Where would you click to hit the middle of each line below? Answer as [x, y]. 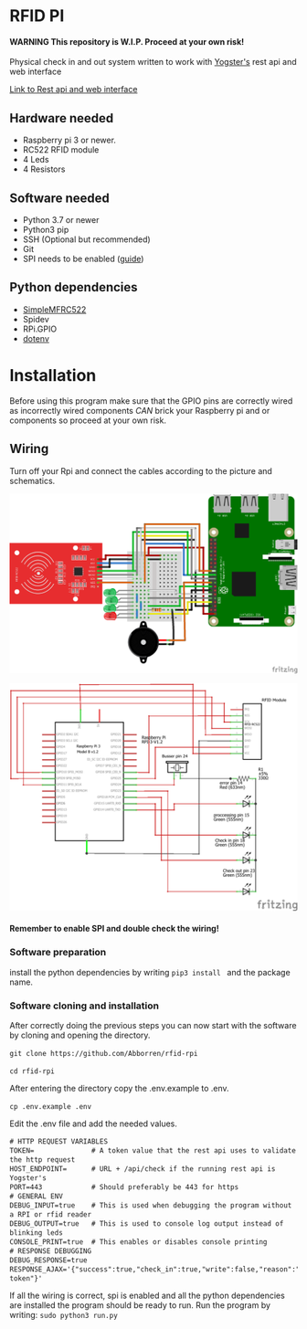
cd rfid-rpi [32, 1071]
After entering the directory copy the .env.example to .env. [120, 1088]
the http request [42, 1160]
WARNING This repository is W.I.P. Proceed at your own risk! [127, 41]
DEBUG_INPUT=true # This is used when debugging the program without [151, 1205]
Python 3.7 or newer [61, 220]
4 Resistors [44, 169]
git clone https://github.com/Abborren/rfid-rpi [104, 1053]
